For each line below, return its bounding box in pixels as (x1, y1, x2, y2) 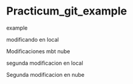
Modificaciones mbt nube (6, 47, 70, 55)
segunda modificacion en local (6, 59, 83, 66)
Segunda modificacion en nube (6, 71, 85, 78)
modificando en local (6, 36, 59, 43)
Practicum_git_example (6, 4, 128, 18)
